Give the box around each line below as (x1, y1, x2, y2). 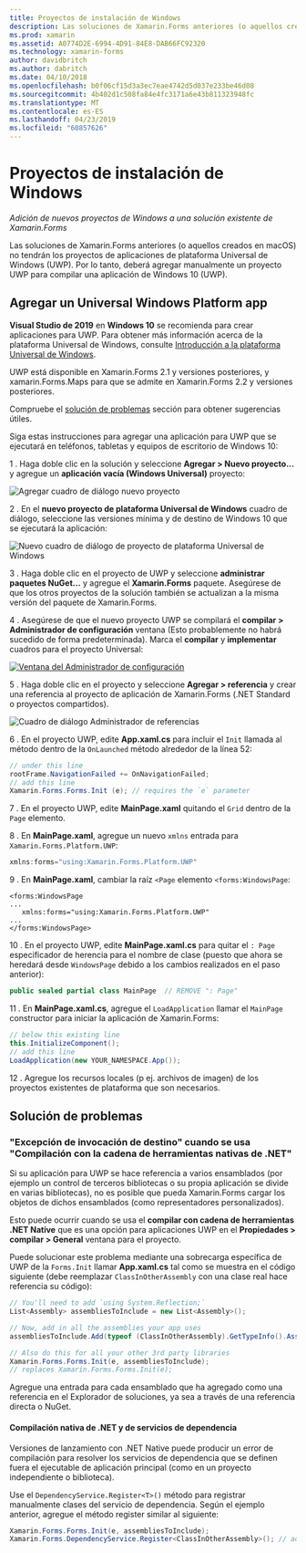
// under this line (9, 761, 84, 770)
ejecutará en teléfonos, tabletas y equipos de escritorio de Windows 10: (9, 440, 279, 452)
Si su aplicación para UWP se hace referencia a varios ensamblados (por (9, 1168, 283, 1179)
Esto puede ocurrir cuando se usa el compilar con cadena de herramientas (9, 1214, 294, 1225)
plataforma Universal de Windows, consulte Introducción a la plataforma (9, 339, 280, 349)
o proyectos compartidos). (9, 698, 109, 709)
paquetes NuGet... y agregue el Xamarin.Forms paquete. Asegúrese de (9, 577, 281, 589)
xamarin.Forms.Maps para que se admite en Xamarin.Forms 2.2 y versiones (9, 376, 293, 387)
